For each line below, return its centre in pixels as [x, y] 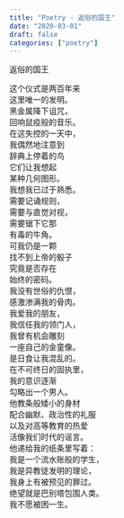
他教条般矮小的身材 [45, 403]
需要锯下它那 [33, 223]
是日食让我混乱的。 [45, 358]
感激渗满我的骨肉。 [45, 302]
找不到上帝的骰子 [41, 257]
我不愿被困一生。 [41, 505]
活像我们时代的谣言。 [49, 437]
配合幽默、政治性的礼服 [53, 415]
